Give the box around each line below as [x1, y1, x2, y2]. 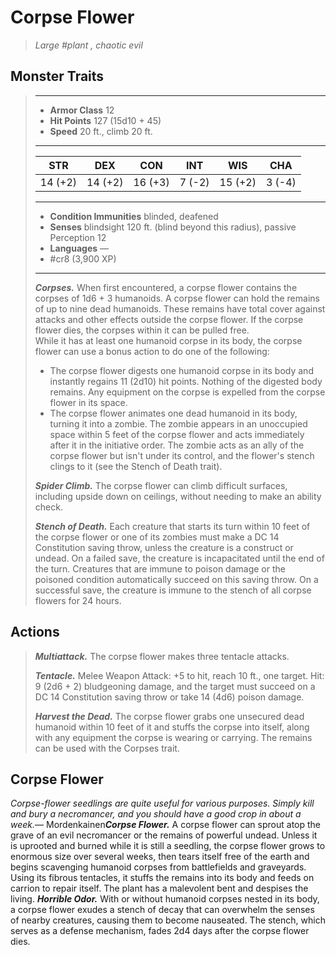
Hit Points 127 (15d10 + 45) [49, 114, 162, 126]
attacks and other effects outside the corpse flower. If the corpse [34, 313, 304, 325]
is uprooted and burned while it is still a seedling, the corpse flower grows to [10, 840, 326, 852]
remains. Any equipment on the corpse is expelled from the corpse [49, 386, 326, 398]
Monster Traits [10, 68, 105, 85]
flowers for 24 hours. [34, 594, 122, 606]
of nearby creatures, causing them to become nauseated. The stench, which [10, 914, 326, 926]
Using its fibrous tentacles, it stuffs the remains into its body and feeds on [10, 872, 315, 884]
